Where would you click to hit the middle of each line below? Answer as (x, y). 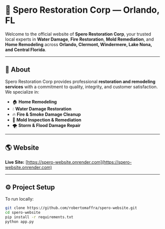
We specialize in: (22, 92)
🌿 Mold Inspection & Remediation (47, 120)
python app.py (20, 222)
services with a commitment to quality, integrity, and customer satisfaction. (82, 87)
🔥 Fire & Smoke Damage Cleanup (46, 114)
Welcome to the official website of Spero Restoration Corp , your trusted (78, 34)
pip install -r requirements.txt (39, 217)
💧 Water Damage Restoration (42, 109)
